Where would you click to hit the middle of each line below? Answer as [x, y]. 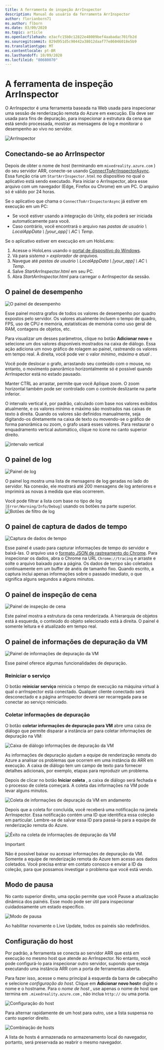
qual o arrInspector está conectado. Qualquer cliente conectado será [75, 691]
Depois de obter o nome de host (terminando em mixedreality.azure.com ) [80, 166]
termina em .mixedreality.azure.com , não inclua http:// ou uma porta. [78, 994]
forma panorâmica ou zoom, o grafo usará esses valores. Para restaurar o [80, 424]
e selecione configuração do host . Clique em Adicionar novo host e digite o [81, 983]
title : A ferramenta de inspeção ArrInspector [53, 10]
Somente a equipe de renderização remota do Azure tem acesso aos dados [81, 859]
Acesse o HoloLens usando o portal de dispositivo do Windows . [77, 250]
